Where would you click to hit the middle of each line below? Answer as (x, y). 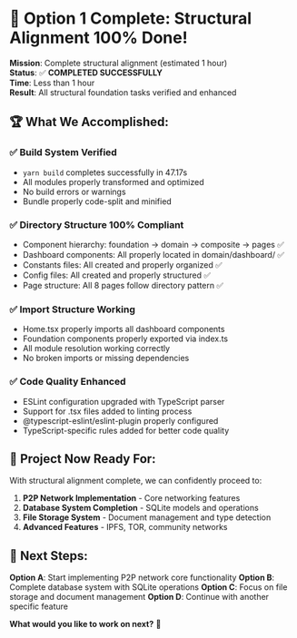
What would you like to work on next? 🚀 (85, 624)
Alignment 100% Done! (99, 38)
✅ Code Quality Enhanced (68, 382)
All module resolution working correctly (96, 348)
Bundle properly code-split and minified (97, 201)
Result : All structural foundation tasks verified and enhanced (123, 92)
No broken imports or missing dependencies (106, 358)
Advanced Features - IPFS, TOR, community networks (125, 527)
